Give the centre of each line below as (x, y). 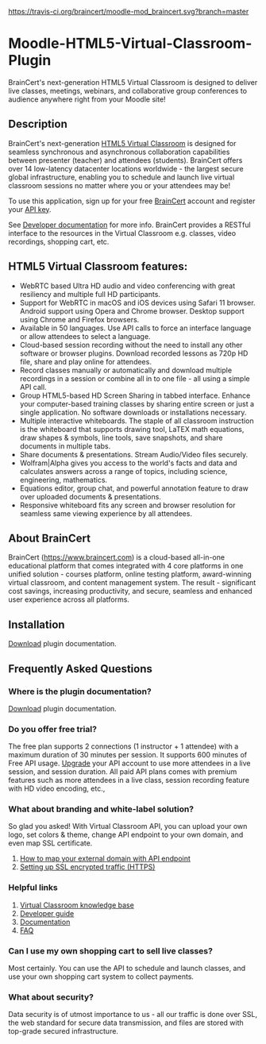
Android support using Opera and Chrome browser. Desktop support (132, 311)
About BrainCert (50, 538)
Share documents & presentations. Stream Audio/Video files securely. (134, 454)
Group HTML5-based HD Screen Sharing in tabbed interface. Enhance (135, 395)
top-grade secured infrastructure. (64, 1031)
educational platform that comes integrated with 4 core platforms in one (126, 566)
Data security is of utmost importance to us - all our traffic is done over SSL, (133, 1015)
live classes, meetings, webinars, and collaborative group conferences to (128, 91)
